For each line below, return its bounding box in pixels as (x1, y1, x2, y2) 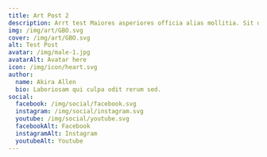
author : (8, 71, 34, 78)
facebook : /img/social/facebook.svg (15, 100, 137, 108)
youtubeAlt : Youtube (15, 136, 83, 145)
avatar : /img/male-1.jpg (8, 48, 91, 56)
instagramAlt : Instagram (15, 129, 98, 137)
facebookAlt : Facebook (15, 122, 91, 130)
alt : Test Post (8, 41, 59, 49)
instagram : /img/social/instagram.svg (15, 108, 145, 116)
